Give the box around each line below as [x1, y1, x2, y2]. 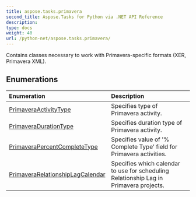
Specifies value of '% [111, 135, 170, 143]
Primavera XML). [6, 58, 47, 65]
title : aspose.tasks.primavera [6, 8, 82, 15]
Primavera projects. [111, 181, 164, 189]
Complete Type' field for [111, 142, 178, 150]
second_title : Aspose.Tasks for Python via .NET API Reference [6, 14, 163, 20]
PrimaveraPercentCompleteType [9, 142, 98, 150]
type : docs [6, 24, 33, 31]
